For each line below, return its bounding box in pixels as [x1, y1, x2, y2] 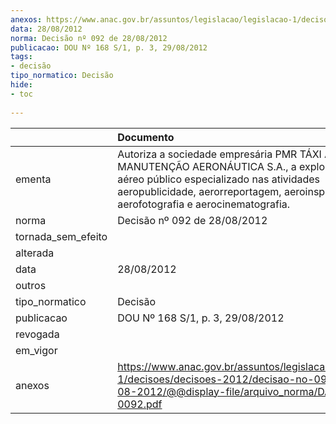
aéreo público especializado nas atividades [117, 172, 320, 186]
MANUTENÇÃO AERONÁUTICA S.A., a [117, 159, 297, 173]
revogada [15, 327, 60, 341]
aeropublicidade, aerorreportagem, [117, 184, 282, 198]
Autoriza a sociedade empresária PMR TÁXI [117, 147, 322, 161]
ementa [15, 172, 52, 186]
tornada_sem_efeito [15, 229, 108, 243]
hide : [10, 80, 33, 90]
